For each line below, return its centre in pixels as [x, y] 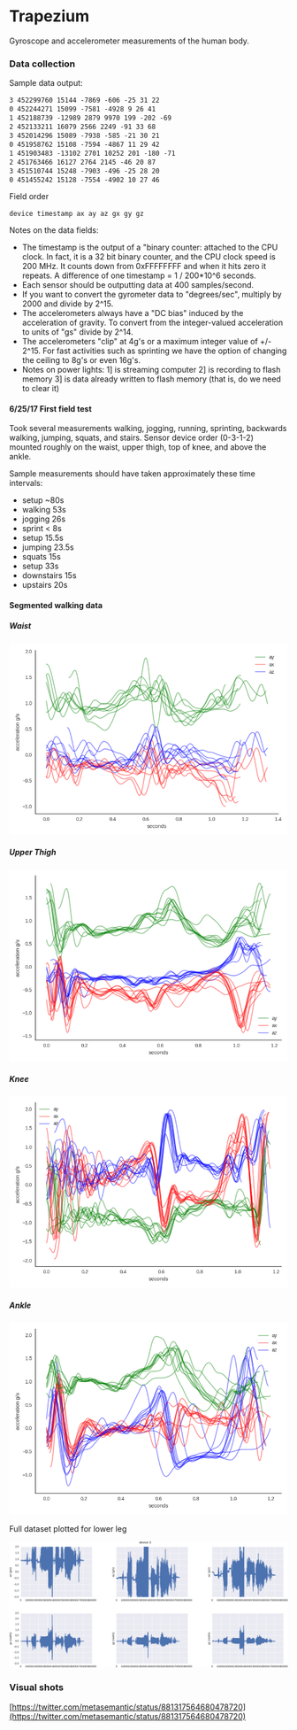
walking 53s [44, 510]
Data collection [42, 64]
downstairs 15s [49, 575]
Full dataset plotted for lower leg [68, 1528]
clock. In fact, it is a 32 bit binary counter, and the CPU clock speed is [149, 257]
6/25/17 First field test [51, 408]
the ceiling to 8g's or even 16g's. [81, 360]
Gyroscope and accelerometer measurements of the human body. [129, 41]
